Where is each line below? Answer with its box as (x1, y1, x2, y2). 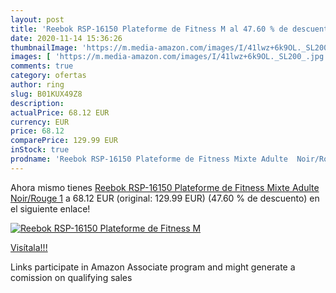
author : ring (10, 80, 65, 90)
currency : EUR (10, 117, 70, 127)
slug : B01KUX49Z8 (10, 89, 83, 99)
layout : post (10, 14, 65, 25)
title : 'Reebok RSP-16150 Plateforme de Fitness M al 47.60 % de (10, 24, 288, 34)
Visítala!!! (10, 241, 48, 253)
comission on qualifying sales (10, 271, 133, 283)
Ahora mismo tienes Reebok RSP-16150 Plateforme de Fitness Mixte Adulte (10, 181, 320, 193)
